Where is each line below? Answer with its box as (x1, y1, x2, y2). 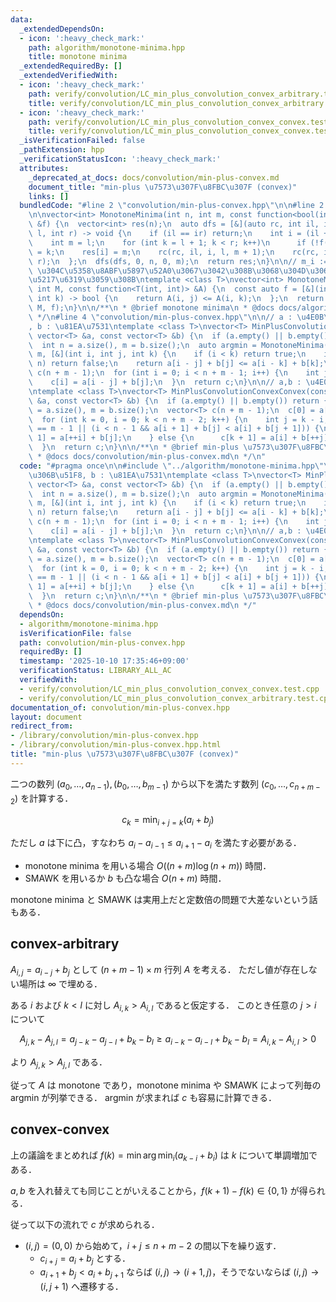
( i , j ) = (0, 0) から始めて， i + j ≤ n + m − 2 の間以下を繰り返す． (24, 1239, 282, 1251)
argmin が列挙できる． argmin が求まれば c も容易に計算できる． (10, 1091, 277, 1103)
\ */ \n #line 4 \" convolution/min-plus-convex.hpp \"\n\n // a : (28, 312, 293, 322)
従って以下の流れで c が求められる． (10, 1218, 160, 1230)
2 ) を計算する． (10, 792, 74, 806)
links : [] (28, 191, 70, 201)
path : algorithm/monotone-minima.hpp (28, 42, 186, 53)
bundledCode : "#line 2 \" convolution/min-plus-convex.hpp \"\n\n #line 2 (19, 201, 325, 211)
